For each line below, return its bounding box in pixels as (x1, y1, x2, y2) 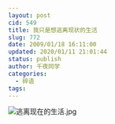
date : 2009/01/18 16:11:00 (8, 41, 97, 49)
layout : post (8, 11, 51, 20)
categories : (8, 70, 47, 78)
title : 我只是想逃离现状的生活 (8, 26, 98, 34)
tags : (8, 84, 26, 93)
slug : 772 (8, 33, 41, 42)
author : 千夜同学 (8, 63, 61, 71)
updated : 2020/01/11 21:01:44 (8, 48, 108, 56)
